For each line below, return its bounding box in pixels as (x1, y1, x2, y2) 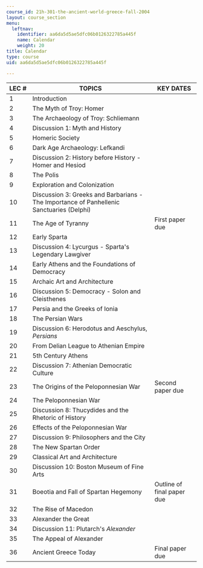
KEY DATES (156, 84, 192, 93)
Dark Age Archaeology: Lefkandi (32, 143, 125, 152)
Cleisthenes (32, 295, 66, 303)
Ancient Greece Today (32, 548, 96, 557)
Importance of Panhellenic (45, 198, 120, 206)
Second (154, 379, 177, 387)
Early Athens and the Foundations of (32, 260, 136, 268)
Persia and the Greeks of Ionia (32, 304, 118, 313)
